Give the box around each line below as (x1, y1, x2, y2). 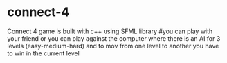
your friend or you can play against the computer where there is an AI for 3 (7, 34, 221, 42)
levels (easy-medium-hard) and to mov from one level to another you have (7, 42, 219, 50)
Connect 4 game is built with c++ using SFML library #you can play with (7, 27, 213, 35)
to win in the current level (7, 49, 80, 57)
